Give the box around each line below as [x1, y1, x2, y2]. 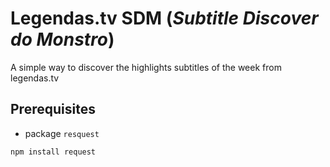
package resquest [24, 127, 100, 139]
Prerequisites [10, 101, 96, 118]
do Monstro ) [10, 28, 115, 51]
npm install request [10, 147, 97, 157]
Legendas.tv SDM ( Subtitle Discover [10, 7, 319, 30]
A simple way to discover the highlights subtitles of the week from [10, 61, 282, 73]
